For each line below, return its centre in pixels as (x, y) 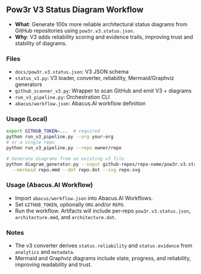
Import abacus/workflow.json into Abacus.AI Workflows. (84, 198)
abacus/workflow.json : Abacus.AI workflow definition (80, 103)
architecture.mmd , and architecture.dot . (66, 217)
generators (28, 84)
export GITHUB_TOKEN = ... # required (53, 131)
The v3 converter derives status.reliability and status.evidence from (103, 246)
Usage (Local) (27, 119)
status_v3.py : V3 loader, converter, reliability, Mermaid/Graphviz (95, 78)
